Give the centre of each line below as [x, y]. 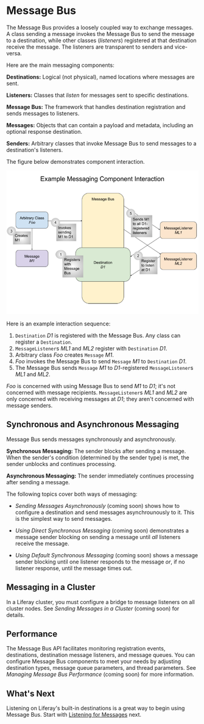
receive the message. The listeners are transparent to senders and [90, 47]
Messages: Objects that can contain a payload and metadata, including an [100, 125]
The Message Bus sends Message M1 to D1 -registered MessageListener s [104, 367]
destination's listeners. [35, 150]
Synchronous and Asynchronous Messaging [93, 424]
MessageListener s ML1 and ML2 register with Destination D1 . [91, 348]
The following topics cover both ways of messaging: [72, 494]
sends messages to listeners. [43, 113]
